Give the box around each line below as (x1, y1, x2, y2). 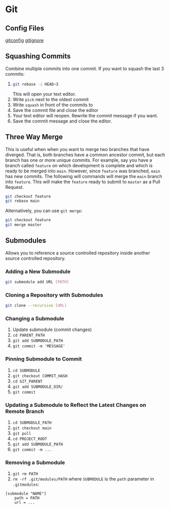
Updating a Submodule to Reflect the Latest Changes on (5, 401, 146, 408)
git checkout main (12, 426, 52, 431)
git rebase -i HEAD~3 (12, 81, 59, 87)
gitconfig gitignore (5, 37, 44, 43)
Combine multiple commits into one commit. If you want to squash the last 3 (5, 65, 164, 72)
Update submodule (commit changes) (12, 326, 92, 333)
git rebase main (5, 198, 40, 204)
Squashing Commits (5, 52, 71, 61)
